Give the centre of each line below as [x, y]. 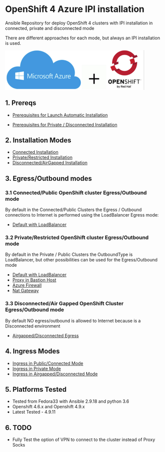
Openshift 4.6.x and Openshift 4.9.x [49, 407]
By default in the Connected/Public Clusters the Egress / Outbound [74, 210]
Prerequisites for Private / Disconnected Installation [65, 124]
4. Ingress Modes [33, 351]
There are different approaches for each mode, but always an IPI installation [82, 38]
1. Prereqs [21, 103]
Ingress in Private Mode [36, 368]
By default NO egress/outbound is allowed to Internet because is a [73, 321]
